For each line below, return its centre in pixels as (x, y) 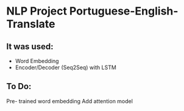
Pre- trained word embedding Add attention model (69, 101)
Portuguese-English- (124, 11)
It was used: (30, 46)
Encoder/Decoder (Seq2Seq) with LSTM (66, 67)
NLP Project (37, 11)
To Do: (19, 86)
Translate (31, 24)
